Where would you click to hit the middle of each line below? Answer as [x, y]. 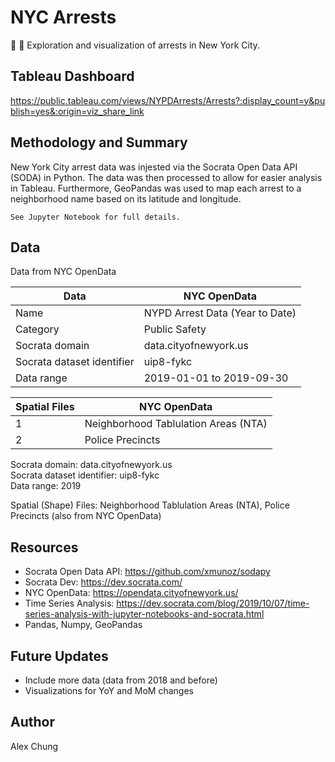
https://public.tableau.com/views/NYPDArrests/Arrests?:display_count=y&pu [168, 100]
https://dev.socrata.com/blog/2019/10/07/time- [213, 603]
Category [37, 329]
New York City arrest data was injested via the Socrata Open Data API [154, 167]
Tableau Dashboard [72, 76]
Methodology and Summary [99, 142]
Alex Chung [34, 746]
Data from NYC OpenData [63, 272]
